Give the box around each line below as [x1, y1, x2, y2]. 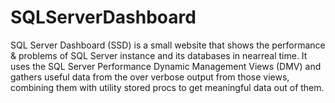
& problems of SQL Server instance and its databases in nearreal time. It [10, 49, 308, 61]
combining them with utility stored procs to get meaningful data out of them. [10, 81, 325, 93]
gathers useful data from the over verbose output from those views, [10, 71, 290, 83]
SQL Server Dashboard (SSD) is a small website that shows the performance [10, 39, 326, 51]
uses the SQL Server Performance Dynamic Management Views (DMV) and [10, 60, 322, 72]
